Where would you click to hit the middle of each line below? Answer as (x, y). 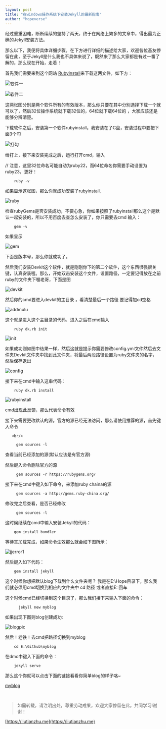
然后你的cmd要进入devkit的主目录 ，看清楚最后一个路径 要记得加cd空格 (78, 300)
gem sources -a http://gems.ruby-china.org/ (63, 494)
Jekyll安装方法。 (31, 40)
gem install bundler (35, 532)
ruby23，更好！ (21, 172)
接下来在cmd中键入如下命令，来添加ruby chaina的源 (59, 484)
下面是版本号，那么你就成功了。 (38, 257)
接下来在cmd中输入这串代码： (36, 381)
